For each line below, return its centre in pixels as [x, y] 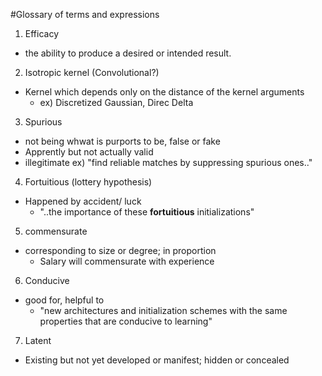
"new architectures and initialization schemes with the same [163, 310]
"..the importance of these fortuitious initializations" [147, 212]
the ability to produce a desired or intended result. [128, 53]
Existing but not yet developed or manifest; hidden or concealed [157, 360]
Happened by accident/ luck [83, 201]
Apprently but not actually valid [89, 152]
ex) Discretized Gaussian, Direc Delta [116, 102]
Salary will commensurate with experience [127, 261]
